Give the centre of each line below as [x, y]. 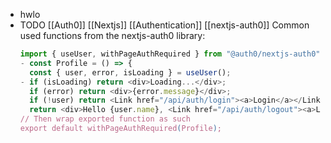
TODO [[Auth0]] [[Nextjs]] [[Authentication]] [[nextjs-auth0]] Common [164, 25]
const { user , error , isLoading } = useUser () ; [130, 72]
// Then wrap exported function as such [105, 119]
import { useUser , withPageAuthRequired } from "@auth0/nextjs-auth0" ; [172, 54]
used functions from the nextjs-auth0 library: [112, 35]
